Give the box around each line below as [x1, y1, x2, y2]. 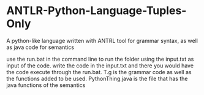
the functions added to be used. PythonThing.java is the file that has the [6, 75, 188, 82]
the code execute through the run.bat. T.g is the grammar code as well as [6, 68, 192, 75]
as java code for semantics [6, 44, 75, 51]
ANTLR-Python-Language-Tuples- [6, 4, 187, 18]
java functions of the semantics [6, 81, 86, 89]
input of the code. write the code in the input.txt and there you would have [6, 62, 194, 69]
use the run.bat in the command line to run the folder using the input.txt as [6, 55, 194, 63]
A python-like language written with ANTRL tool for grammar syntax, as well [6, 37, 198, 44]
